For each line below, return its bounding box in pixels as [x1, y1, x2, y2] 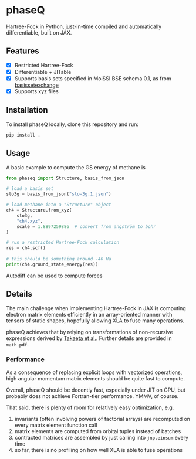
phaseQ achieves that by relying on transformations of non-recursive [6, 328, 173, 335]
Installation [6, 105, 48, 115]
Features [6, 46, 39, 56]
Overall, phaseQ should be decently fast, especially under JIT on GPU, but [6, 386, 186, 393]
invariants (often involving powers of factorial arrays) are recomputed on [14, 415, 191, 422]
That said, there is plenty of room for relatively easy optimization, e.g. [6, 404, 174, 411]
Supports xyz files [14, 87, 59, 94]
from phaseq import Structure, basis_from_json [6, 175, 125, 181]
